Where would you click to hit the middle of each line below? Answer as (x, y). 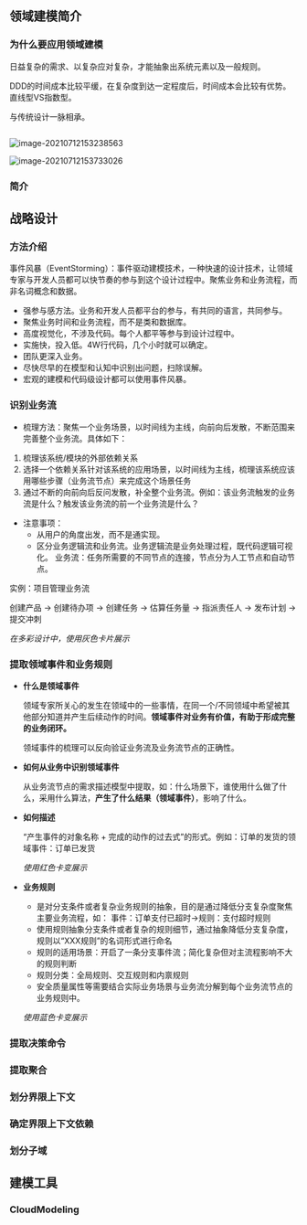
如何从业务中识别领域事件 (71, 767)
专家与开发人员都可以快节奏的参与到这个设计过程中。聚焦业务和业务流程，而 (153, 280)
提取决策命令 (38, 1043)
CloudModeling (44, 1209)
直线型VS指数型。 (43, 97)
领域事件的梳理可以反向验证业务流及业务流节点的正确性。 (131, 747)
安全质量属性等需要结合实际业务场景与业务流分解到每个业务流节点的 (164, 986)
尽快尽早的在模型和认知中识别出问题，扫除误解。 (115, 367)
